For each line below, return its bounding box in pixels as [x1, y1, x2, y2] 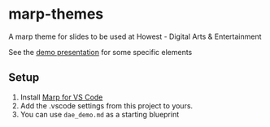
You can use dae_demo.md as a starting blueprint [20, 109, 180, 119]
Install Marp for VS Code [20, 92, 103, 102]
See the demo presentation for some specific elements [8, 47, 193, 57]
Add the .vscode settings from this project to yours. [20, 100, 194, 110]
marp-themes [8, 5, 104, 23]
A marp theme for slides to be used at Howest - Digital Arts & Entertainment [8, 32, 262, 41]
